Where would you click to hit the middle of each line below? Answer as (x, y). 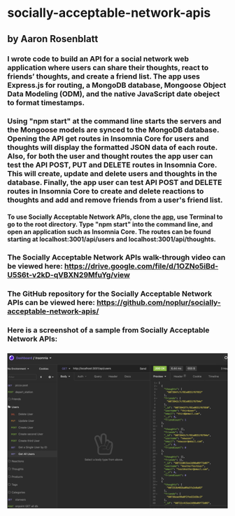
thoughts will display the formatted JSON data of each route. (113, 147)
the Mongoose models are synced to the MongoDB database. (113, 130)
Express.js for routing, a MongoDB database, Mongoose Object (117, 85)
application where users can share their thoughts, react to (108, 67)
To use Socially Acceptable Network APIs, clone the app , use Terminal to (115, 217)
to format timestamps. (46, 102)
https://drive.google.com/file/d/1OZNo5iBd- (141, 266)
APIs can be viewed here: (51, 302)
